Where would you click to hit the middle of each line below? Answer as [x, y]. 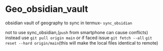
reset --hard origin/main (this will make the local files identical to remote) [82, 43]
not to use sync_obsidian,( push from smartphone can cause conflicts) [77, 32]
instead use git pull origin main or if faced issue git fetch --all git [79, 38]
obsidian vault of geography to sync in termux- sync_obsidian [69, 23]
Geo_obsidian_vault [47, 9]
